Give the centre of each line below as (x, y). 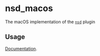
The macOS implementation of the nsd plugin (50, 22)
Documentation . (21, 48)
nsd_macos (29, 8)
